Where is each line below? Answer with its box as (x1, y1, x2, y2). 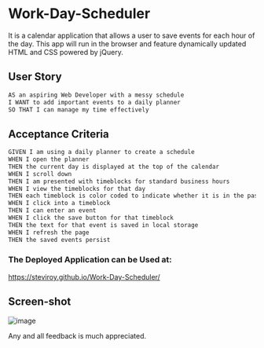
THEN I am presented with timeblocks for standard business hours (8, 178, 230, 185)
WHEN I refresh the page (8, 229, 90, 236)
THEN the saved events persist (8, 236, 111, 244)
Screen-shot (8, 295, 71, 309)
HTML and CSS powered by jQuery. (8, 47, 123, 57)
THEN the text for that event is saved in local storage (8, 221, 199, 229)
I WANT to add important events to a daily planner (8, 98, 181, 106)
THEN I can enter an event (8, 207, 97, 214)
